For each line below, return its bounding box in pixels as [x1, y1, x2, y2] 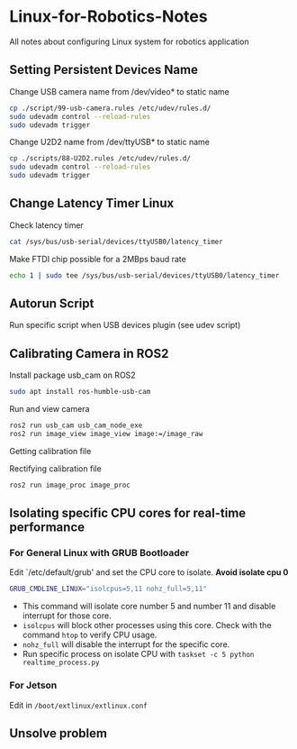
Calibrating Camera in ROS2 [9, 345, 169, 361]
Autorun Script [9, 296, 94, 311]
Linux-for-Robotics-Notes [9, 6, 209, 27]
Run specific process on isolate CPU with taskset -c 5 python [22, 649, 255, 660]
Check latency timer [9, 219, 84, 231]
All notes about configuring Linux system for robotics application [9, 36, 249, 47]
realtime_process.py [22, 658, 100, 668]
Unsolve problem [9, 726, 108, 741]
